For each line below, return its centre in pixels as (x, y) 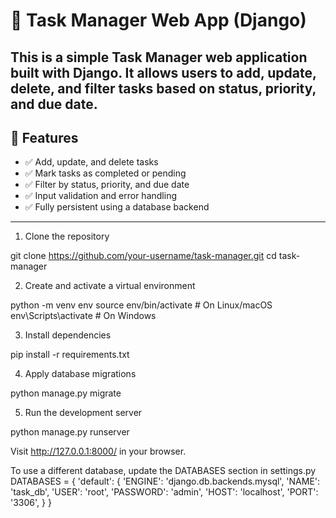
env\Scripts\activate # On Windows (83, 316)
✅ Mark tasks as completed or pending (105, 173)
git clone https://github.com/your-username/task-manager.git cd (143, 256)
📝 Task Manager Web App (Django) (158, 20)
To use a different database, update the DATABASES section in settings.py (163, 471)
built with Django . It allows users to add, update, (163, 72)
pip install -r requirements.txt (70, 355)
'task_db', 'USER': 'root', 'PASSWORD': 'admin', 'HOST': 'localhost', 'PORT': (164, 492)
